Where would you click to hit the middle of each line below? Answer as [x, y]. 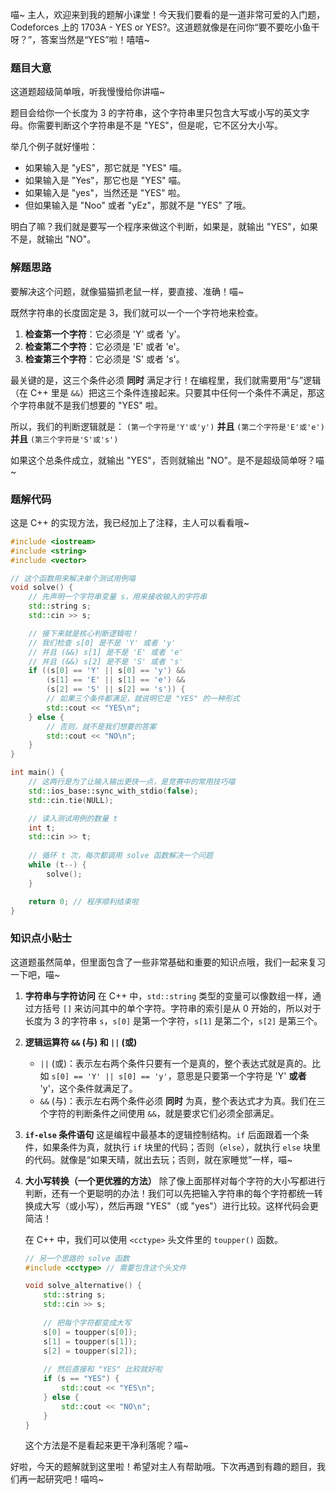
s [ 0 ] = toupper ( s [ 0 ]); [90, 1332]
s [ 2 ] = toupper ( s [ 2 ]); [90, 1351]
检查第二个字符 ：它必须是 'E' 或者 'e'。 [104, 346]
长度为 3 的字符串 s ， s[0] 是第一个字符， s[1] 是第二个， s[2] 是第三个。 [173, 1020]
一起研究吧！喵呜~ [66, 1479]
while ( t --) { [57, 865]
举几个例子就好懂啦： [54, 147]
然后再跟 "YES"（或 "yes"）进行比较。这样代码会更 [213, 1205]
